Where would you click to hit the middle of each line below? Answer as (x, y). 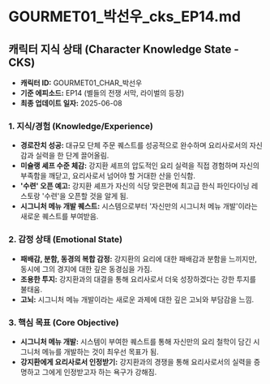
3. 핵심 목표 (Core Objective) (64, 322)
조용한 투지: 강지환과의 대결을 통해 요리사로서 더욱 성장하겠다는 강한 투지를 (138, 279)
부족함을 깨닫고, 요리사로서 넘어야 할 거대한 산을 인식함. (108, 176)
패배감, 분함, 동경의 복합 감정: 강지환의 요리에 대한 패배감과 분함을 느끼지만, (139, 259)
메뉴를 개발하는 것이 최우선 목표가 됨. (101, 352)
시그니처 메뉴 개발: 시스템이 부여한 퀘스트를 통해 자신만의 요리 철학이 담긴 (135, 341)
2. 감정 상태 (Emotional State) (66, 239)
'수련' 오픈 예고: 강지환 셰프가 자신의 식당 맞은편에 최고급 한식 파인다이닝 (135, 186)
